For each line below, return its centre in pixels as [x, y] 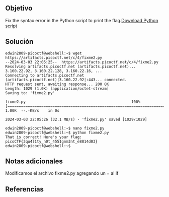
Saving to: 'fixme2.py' [30, 93]
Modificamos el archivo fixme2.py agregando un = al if [62, 173]
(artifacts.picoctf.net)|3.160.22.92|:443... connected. [66, 80]
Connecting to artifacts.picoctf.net [45, 75]
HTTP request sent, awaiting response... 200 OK [57, 84]
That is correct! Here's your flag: [44, 137]
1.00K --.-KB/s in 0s [32, 110]
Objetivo [19, 8]
